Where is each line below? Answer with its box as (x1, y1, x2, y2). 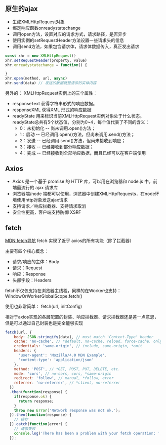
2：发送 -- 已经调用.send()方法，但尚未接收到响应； (19, 138, 126, 144)
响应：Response (12, 271, 46, 277)
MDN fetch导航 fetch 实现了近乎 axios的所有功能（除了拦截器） (5, 238, 134, 243)
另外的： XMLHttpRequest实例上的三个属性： (5, 90, 98, 96)
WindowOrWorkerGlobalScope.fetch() (5, 293, 83, 299)
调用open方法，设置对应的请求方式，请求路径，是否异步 (12, 31, 127, 37)
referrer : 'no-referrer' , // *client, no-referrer (14, 380, 121, 385)
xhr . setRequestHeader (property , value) (5, 58, 87, 63)
